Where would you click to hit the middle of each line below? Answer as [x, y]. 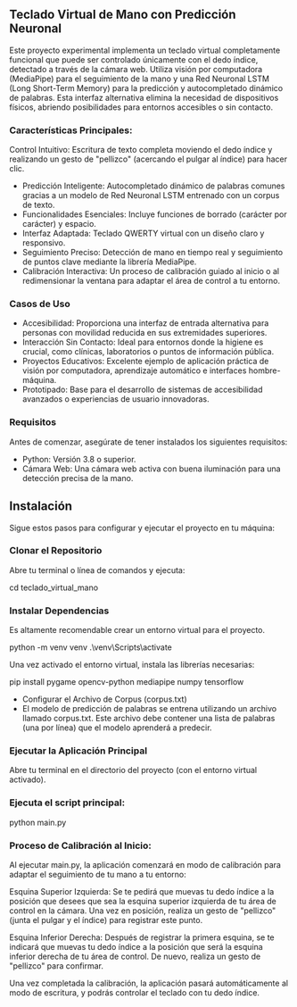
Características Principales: [71, 130]
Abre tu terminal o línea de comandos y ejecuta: [97, 570]
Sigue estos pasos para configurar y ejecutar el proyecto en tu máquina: [142, 528]
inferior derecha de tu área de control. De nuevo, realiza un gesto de [135, 956]
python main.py [38, 822]
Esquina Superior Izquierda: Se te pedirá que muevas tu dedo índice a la [142, 891]
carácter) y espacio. [59, 224]
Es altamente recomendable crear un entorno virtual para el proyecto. [137, 630]
